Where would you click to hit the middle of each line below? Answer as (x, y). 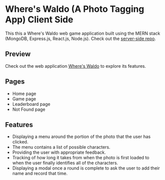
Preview (18, 54)
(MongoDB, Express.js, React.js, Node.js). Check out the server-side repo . (81, 39)
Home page (24, 93)
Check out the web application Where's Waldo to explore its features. (76, 66)
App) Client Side (39, 20)
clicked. (20, 142)
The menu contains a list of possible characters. (61, 147)
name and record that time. (40, 174)
